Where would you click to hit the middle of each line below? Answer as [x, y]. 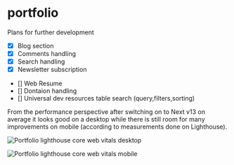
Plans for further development [51, 32]
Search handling [41, 62]
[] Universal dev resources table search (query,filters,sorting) [106, 99]
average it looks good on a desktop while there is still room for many [106, 120]
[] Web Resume [40, 84]
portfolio [33, 13]
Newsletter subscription [52, 70]
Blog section [35, 45]
